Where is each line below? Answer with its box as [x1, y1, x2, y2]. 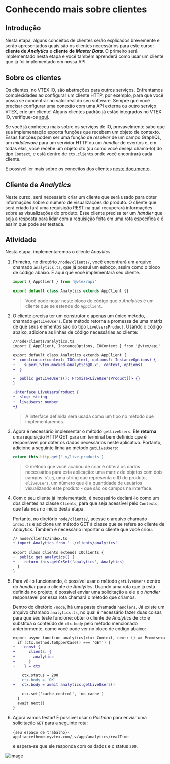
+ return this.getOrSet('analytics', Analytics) [12, 559, 124, 565]
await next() [17, 701, 45, 706]
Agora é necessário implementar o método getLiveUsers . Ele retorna [12, 428, 157, 434]
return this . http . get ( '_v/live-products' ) [12, 454, 104, 459]
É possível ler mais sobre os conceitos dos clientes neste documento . [5, 166, 151, 172]
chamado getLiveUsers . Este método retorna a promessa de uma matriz [12, 318, 163, 324]
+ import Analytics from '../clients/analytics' [12, 541, 118, 546]
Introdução [5, 24, 41, 32]
